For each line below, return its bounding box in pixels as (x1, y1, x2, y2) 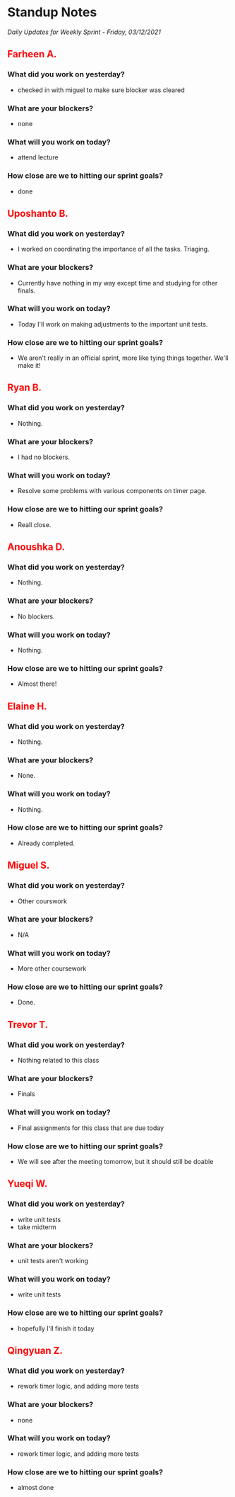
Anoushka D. (7, 541, 66, 553)
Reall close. (17, 520, 52, 529)
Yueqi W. (7, 1177, 48, 1190)
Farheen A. (7, 48, 57, 60)
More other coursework (17, 964, 87, 973)
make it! (17, 361, 41, 370)
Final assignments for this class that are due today (17, 1124, 164, 1132)
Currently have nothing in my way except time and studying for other (17, 278, 218, 287)
